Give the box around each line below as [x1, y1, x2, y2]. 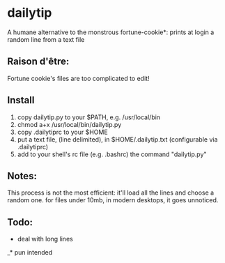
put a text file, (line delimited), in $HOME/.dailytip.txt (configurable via [17, 135, 218, 144]
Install [7, 94, 35, 106]
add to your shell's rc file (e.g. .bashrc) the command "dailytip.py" [17, 150, 207, 158]
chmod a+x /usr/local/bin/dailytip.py [17, 120, 122, 128]
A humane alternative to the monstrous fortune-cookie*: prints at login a [7, 28, 215, 36]
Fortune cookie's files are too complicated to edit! [7, 74, 150, 82]
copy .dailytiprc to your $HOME [17, 128, 108, 136]
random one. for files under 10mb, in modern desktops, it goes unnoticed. [7, 196, 219, 204]
